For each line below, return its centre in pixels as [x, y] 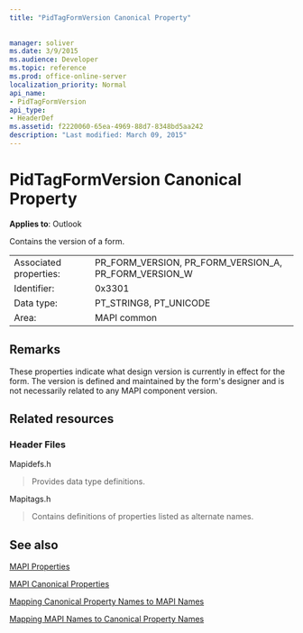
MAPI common [126, 317]
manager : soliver [42, 43]
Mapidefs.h [30, 464]
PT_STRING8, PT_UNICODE [152, 303]
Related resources [62, 419]
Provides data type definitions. [88, 482]
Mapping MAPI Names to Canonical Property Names [107, 619]
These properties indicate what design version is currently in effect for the [147, 372]
